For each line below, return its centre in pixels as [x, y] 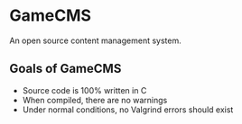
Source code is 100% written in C [84, 90]
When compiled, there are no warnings [95, 100]
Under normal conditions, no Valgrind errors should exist [128, 110]
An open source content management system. [96, 40]
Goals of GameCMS [65, 69]
